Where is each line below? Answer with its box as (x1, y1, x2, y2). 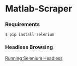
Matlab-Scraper (5, 3, 73, 14)
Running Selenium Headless (5, 55, 63, 61)
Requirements (5, 21, 40, 28)
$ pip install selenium (5, 32, 55, 37)
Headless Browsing (5, 43, 53, 50)
